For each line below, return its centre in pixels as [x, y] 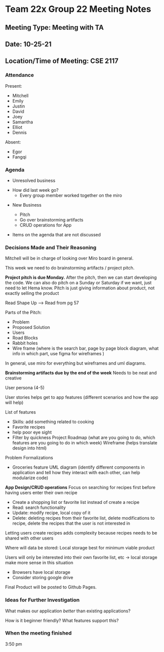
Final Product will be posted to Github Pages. [51, 587]
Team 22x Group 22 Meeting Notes [78, 9]
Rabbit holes [25, 343]
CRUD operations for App [45, 225]
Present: [14, 86]
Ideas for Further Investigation [42, 600]
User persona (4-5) [25, 388]
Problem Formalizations [29, 458]
